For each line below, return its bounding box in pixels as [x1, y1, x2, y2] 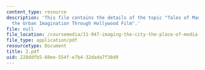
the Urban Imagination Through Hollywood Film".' [12, 20, 140, 26]
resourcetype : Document [6, 43, 67, 49]
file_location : [6, 32, 45, 38]
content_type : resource [6, 9, 67, 15]
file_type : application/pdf [6, 37, 78, 43]
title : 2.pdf [6, 49, 40, 55]
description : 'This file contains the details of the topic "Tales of [6, 15, 190, 21]
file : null [6, 26, 34, 32]
